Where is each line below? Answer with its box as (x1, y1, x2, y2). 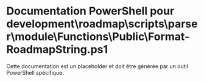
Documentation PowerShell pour (6, 4, 175, 18)
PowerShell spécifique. (6, 69, 64, 76)
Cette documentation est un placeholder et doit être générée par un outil (6, 62, 189, 70)
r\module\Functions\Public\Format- (6, 30, 190, 43)
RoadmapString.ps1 (6, 43, 108, 57)
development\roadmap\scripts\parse (6, 17, 198, 31)
